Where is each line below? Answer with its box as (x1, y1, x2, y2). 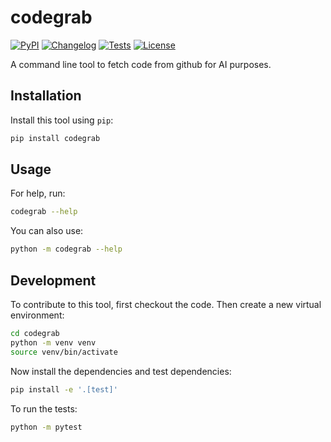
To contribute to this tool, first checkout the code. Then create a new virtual (10, 299, 322, 310)
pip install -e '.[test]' (10, 384, 118, 395)
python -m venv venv (10, 337, 97, 348)
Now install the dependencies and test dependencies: (10, 365, 232, 377)
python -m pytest (10, 422, 83, 432)
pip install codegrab (10, 133, 101, 143)
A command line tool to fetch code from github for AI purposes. (10, 58, 272, 70)
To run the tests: (10, 402, 78, 415)
